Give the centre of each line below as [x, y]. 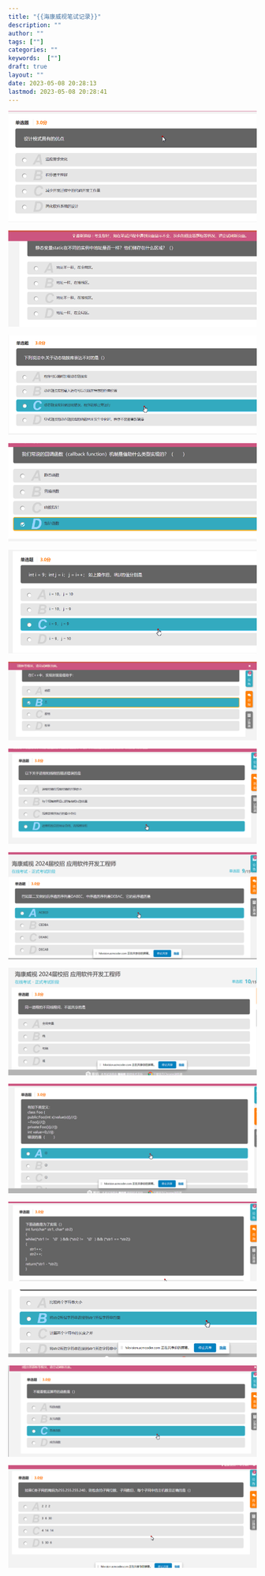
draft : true [28, 67]
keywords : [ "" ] [35, 58]
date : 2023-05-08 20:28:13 [52, 83]
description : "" [35, 25]
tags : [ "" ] [26, 42]
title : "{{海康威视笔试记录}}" [55, 17]
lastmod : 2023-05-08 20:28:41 [58, 92]
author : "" [26, 33]
